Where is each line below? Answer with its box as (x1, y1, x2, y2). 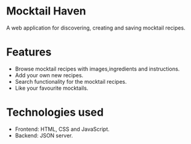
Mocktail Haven (6, 4, 86, 18)
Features (6, 45, 52, 59)
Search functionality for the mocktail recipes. (14, 78, 127, 85)
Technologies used (6, 105, 104, 119)
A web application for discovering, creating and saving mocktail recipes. (6, 24, 186, 31)
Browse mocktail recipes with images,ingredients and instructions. (14, 65, 180, 72)
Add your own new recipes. (14, 71, 84, 79)
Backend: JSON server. (14, 131, 74, 139)
